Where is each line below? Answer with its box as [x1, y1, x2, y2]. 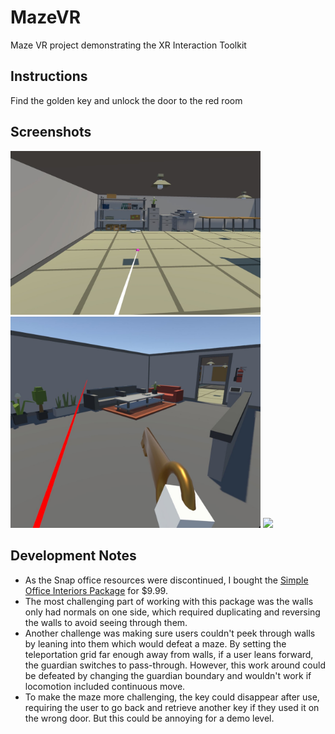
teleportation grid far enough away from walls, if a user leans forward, [24, 648, 314, 660]
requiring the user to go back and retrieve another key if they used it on [24, 701, 320, 713]
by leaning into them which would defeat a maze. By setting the [24, 637, 287, 650]
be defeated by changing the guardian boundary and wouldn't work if [24, 669, 312, 681]
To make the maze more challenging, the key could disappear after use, [24, 691, 320, 703]
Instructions [10, 68, 88, 85]
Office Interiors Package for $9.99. [24, 584, 168, 596]
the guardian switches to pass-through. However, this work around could [24, 659, 327, 671]
